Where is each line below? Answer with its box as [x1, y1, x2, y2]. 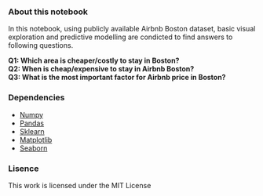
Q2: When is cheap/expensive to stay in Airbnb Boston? [8, 64, 195, 74]
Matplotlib [19, 135, 53, 144]
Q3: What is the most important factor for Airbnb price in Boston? [8, 73, 226, 82]
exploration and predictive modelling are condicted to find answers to [8, 32, 233, 42]
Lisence [8, 163, 39, 174]
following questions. [8, 41, 74, 50]
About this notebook [8, 6, 88, 17]
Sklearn [19, 126, 45, 136]
